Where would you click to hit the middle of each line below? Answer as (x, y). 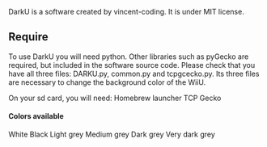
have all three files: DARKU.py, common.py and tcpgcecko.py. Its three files (134, 73)
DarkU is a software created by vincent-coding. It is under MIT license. (126, 12)
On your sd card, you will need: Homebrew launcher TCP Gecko (115, 98)
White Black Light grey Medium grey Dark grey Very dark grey (112, 134)
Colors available (36, 116)
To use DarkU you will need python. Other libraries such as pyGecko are (129, 57)
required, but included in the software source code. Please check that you (132, 65)
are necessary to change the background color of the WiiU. (107, 82)
